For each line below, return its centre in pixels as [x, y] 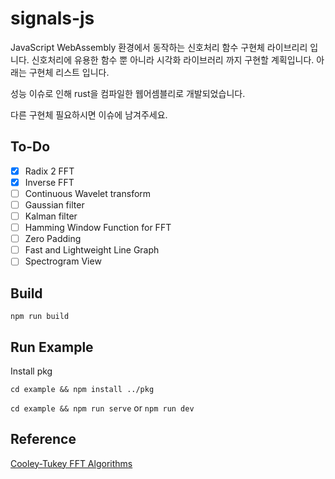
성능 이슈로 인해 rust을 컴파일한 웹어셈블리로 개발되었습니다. [128, 93]
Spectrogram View [63, 261]
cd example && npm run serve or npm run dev [102, 408]
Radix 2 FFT [49, 171]
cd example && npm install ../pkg [82, 389]
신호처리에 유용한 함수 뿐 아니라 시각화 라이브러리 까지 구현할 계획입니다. [173, 59]
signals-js [52, 18]
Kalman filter [51, 216]
